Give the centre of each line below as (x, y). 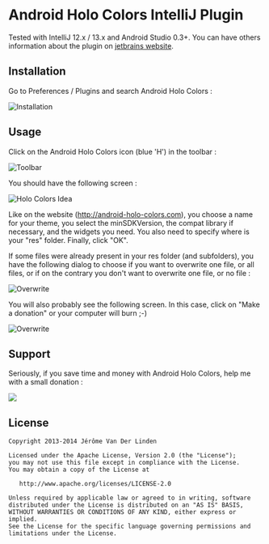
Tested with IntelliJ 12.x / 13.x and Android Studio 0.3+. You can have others (134, 37)
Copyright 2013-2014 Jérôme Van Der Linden (83, 442)
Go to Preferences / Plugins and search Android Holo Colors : (110, 91)
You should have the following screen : (73, 183)
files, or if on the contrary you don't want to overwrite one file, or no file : (130, 273)
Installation (37, 72)
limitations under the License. (63, 533)
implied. (23, 520)
